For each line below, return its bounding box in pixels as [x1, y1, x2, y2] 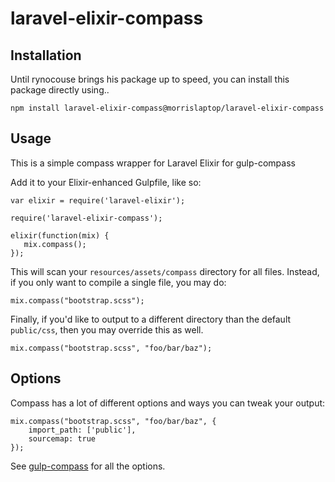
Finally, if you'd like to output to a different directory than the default [10, 313, 292, 325]
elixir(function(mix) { [10, 230, 110, 241]
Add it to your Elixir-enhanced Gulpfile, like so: [10, 176, 202, 188]
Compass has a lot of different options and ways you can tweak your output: [10, 397, 326, 409]
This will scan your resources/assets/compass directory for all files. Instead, [10, 265, 320, 277]
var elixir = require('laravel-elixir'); [10, 195, 186, 206]
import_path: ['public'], [28, 425, 137, 435]
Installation [10, 47, 82, 64]
